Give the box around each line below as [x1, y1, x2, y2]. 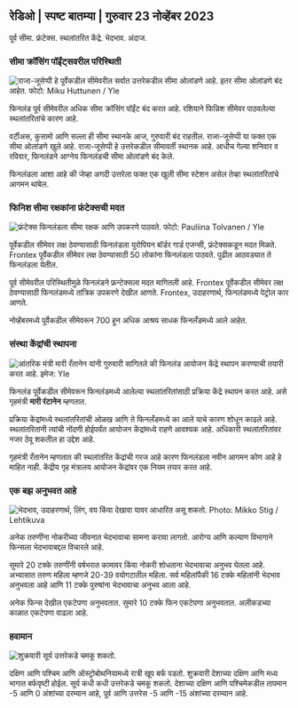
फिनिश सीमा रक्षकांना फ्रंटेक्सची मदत [9, 202, 125, 214]
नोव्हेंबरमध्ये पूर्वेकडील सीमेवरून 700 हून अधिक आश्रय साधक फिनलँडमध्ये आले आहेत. [9, 315, 248, 326]
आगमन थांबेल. [9, 179, 50, 189]
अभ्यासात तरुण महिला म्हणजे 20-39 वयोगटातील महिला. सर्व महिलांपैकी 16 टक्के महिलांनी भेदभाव [9, 570, 281, 580]
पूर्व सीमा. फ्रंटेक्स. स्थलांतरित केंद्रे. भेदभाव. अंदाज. [9, 32, 148, 43]
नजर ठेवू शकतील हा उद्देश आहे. [9, 433, 96, 445]
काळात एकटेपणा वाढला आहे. [9, 607, 89, 618]
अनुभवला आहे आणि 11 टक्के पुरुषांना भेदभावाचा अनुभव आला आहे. [9, 580, 192, 590]
